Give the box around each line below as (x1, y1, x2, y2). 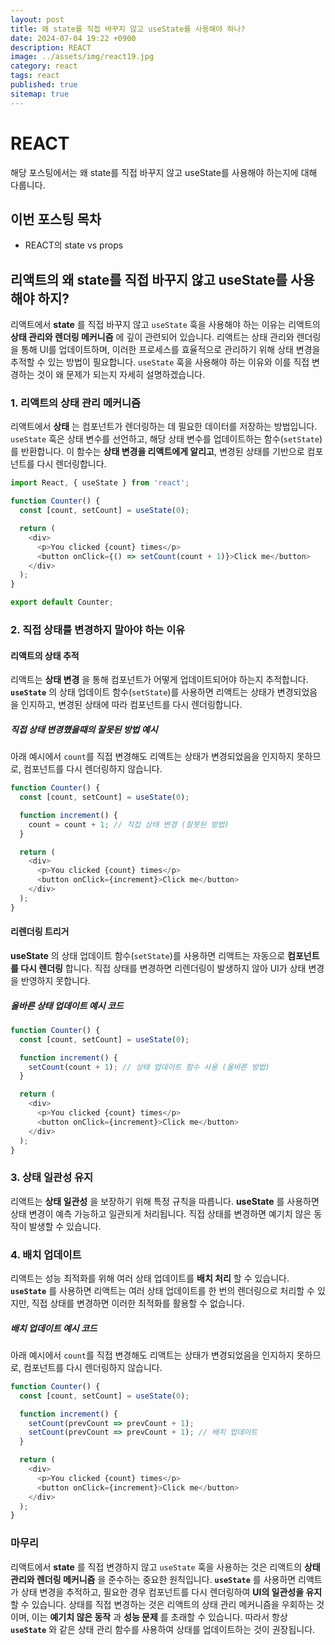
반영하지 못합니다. (20, 974, 91, 986)
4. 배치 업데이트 (10, 1247, 82, 1261)
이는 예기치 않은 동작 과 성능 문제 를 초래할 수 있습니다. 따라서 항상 (31, 1611, 288, 1623)
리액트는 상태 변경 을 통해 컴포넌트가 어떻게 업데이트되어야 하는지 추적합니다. (10, 674, 309, 686)
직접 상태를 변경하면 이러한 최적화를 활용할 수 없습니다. (31, 1297, 245, 1309)
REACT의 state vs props (24, 239, 124, 251)
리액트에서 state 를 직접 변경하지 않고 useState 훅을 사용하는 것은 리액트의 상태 (10, 1561, 321, 1573)
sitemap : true (10, 89, 70, 99)
